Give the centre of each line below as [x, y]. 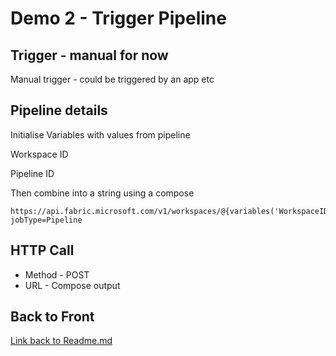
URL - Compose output [72, 285]
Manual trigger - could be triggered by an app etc [112, 79]
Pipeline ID [32, 173]
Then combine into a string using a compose [102, 193]
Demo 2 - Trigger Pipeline [118, 18]
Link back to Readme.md [61, 341]
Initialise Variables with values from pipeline [100, 134]
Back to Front [52, 317]
